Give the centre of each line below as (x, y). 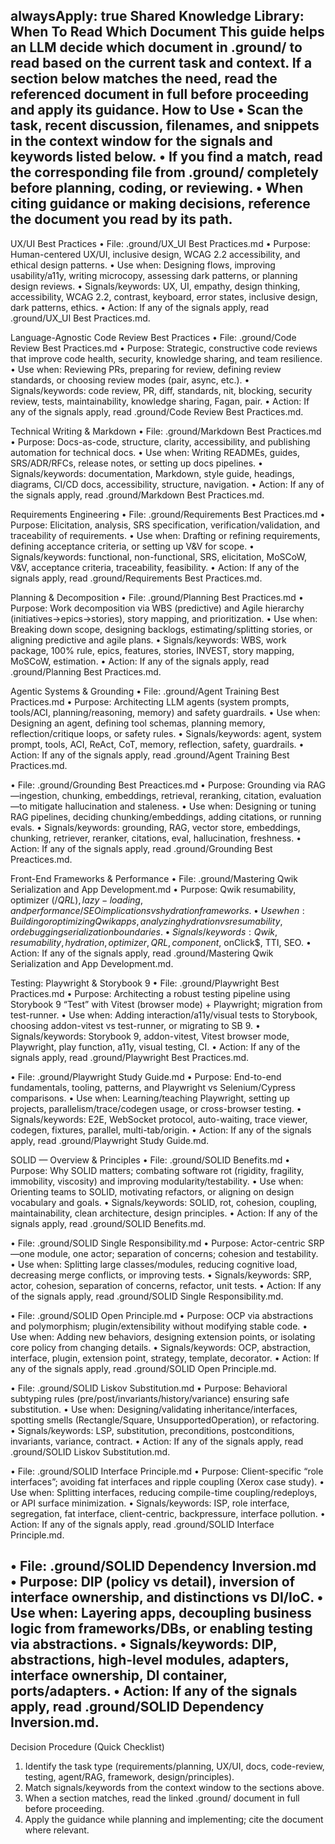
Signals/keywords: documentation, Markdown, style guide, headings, (152, 473)
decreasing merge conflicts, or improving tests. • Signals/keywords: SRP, (161, 1275)
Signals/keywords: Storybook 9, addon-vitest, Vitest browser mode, (150, 1036)
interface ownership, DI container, (119, 1675)
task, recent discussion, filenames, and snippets (165, 125)
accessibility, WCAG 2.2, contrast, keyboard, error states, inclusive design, (164, 296)
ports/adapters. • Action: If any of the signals (154, 1691)
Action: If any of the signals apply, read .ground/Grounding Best (141, 848)
